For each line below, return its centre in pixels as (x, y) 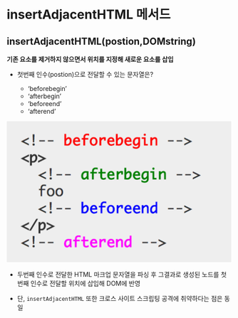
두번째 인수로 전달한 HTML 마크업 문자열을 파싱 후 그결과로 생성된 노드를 (118, 274)
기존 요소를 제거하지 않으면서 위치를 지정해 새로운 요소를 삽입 (90, 59)
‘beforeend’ (45, 104)
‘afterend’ (42, 111)
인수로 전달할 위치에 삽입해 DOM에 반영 (85, 283)
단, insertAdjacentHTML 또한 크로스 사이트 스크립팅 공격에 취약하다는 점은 (120, 298)
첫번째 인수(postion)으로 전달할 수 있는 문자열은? (85, 74)
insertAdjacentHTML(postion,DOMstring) (102, 41)
